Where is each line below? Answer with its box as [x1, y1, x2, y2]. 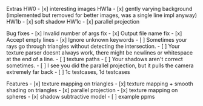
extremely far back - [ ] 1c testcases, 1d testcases [6, 68, 130, 75]
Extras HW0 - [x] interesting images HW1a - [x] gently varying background [6, 5, 193, 12]
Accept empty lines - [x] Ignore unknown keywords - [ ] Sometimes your [6, 36, 187, 43]
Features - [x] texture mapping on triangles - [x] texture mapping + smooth [6, 80, 193, 87]
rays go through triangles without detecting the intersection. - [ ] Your [6, 42, 180, 50]
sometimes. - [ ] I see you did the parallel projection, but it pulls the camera [6, 62, 194, 69]
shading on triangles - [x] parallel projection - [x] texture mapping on [6, 87, 178, 93]
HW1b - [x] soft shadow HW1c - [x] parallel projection [6, 18, 140, 25]
